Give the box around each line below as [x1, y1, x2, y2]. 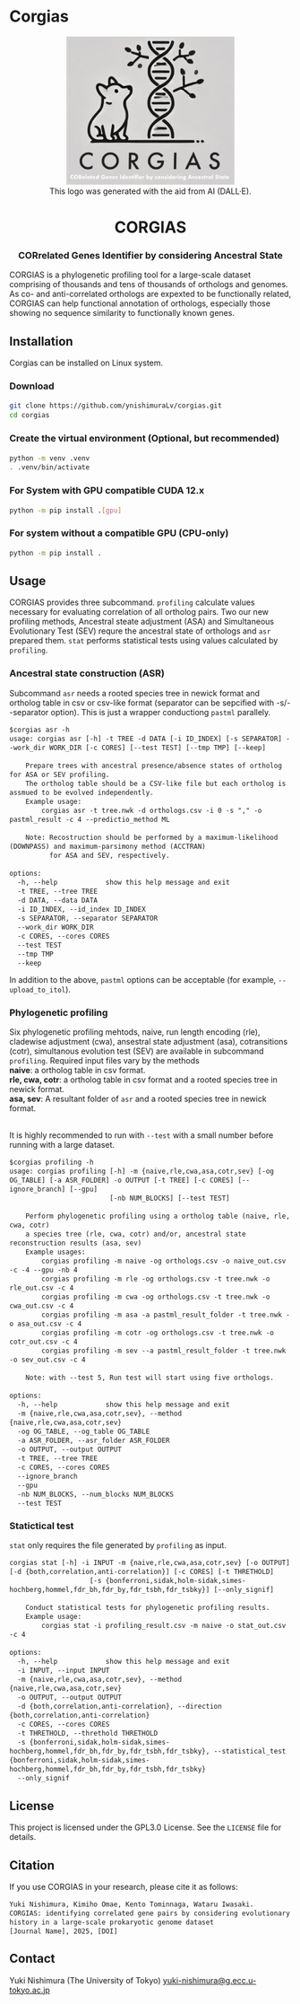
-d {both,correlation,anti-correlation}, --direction [17, 1702, 222, 1711]
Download [9, 380, 56, 392]
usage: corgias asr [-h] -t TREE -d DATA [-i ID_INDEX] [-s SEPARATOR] [9, 734, 282, 743]
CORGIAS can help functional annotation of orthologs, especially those [9, 298, 271, 309]
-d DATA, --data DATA [17, 896, 99, 905]
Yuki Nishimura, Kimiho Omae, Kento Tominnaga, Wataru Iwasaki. [9, 1900, 254, 1909]
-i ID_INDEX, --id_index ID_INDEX [17, 905, 146, 914]
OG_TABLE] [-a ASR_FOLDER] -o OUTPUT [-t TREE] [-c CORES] [9, 1176, 235, 1185]
